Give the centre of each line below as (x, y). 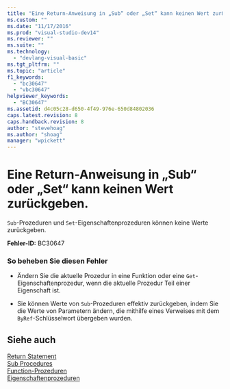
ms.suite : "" (26, 45)
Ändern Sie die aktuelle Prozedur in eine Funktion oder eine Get (106, 276)
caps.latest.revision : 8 (42, 115)
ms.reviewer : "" (30, 39)
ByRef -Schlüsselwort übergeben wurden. (75, 318)
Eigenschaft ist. (39, 290)
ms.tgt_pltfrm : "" (33, 64)
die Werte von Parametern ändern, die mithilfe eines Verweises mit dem (118, 311)
